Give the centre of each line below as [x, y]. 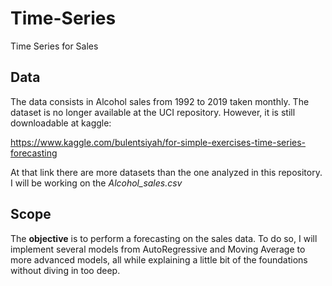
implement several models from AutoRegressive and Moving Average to [158, 249]
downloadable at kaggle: [61, 123]
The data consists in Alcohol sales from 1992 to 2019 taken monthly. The [160, 101]
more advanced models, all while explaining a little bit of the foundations [159, 259]
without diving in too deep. [65, 270]
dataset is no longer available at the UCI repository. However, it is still [153, 112]
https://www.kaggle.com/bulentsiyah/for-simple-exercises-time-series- [158, 142]
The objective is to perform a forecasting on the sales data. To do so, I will [164, 238]
